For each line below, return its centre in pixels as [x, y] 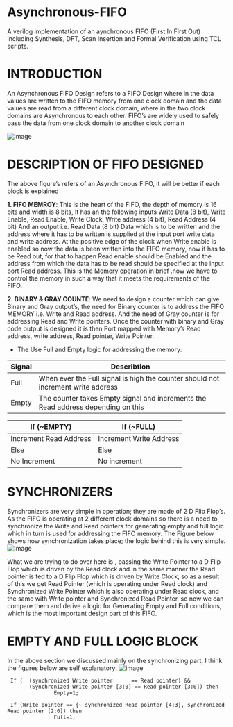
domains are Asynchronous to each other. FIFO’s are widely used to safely [113, 115]
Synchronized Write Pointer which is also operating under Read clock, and [113, 591]
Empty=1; [66, 693]
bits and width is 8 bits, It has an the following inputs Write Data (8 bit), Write [116, 212]
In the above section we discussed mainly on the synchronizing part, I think [115, 660]
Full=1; [65, 717]
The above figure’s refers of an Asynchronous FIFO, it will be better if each [113, 183]
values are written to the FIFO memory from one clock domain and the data [114, 101]
